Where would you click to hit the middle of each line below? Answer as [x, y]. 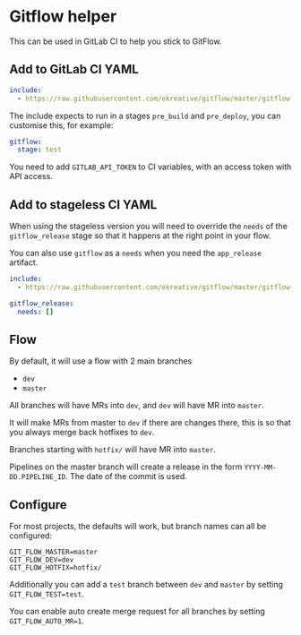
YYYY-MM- [260, 468]
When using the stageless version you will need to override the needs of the [149, 227]
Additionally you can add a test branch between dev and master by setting [146, 585]
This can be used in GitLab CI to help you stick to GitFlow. [116, 41]
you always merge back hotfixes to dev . [82, 433]
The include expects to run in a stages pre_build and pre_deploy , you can [145, 116]
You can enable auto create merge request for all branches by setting [138, 612]
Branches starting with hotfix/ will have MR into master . [113, 450]
